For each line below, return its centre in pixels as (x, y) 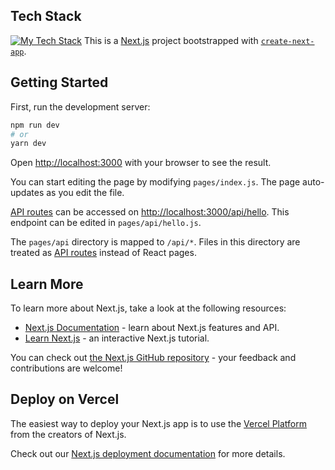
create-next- (287, 41)
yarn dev (28, 144)
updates (27, 193)
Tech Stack (46, 16)
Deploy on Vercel (65, 399)
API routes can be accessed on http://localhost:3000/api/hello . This (150, 212)
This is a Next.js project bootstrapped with (171, 40)
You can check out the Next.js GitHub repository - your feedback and (153, 358)
